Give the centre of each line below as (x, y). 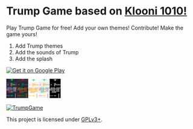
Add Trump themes (39, 46)
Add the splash (34, 58)
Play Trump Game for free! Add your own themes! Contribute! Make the (95, 28)
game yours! (22, 34)
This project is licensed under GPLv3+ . (54, 119)
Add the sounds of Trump (47, 52)
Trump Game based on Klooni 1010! (97, 11)
